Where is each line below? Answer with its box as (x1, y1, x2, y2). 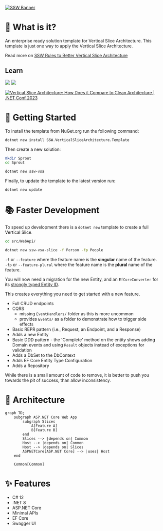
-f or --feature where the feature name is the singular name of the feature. (5, 256, 157, 262)
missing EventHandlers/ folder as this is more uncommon (19, 310, 134, 317)
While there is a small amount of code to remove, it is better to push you (5, 372, 149, 378)
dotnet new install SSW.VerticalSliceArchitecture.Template (5, 137, 130, 143)
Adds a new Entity (12, 331, 49, 337)
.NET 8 (12, 499, 26, 505)
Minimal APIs (12, 510, 38, 516)
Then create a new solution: (5, 146, 61, 152)
